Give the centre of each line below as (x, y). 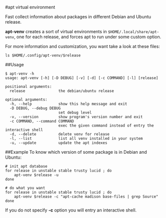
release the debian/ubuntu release (62, 91)
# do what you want (25, 188)
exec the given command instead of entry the (106, 126)
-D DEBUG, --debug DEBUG (35, 108)
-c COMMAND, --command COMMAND (42, 121)
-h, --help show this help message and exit (68, 104)
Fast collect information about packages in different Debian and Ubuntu (78, 17)
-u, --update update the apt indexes (58, 143)
